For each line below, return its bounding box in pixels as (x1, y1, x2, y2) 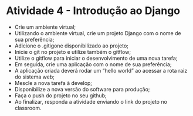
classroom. (14, 104, 42, 111)
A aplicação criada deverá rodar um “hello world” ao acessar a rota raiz (14, 67, 188, 74)
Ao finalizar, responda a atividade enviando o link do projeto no (14, 98, 167, 105)
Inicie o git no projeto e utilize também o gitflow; (14, 48, 131, 55)
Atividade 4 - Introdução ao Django (6, 4, 181, 18)
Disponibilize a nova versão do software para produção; (14, 86, 150, 93)
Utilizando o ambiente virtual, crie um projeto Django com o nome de (14, 29, 181, 36)
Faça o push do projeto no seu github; (14, 92, 107, 99)
